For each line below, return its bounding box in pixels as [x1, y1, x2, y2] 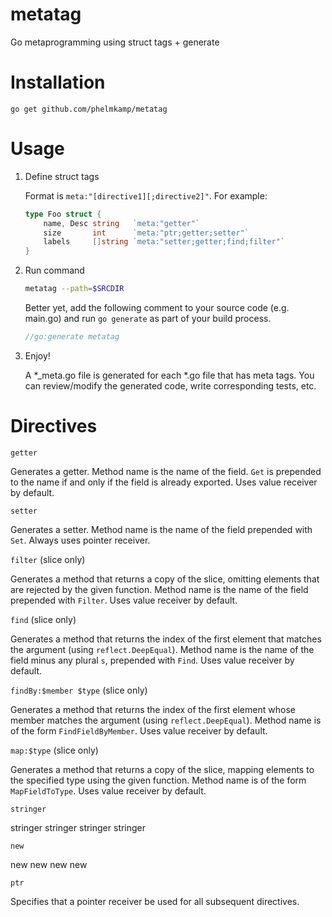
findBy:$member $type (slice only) [10, 684, 148, 696]
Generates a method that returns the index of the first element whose [10, 703, 296, 715]
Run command [24, 264, 85, 277]
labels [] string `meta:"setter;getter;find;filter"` [43, 237, 286, 247]
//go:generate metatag [24, 332, 120, 342]
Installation [10, 71, 106, 94]
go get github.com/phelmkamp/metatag [10, 104, 168, 114]
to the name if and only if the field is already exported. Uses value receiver [10, 476, 318, 488]
